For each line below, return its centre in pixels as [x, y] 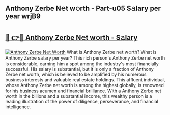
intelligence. [18, 107]
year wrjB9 [23, 17]
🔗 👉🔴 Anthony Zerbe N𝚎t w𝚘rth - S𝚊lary [72, 37]
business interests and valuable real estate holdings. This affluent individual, [85, 80]
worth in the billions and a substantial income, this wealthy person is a [79, 96]
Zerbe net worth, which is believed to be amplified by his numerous [76, 74]
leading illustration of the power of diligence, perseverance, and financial [82, 102]
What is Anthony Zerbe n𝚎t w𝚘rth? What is [112, 52]
